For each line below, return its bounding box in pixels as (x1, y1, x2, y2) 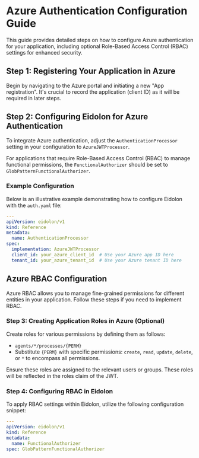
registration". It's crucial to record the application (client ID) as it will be (6, 88, 180, 96)
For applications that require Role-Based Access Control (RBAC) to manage (6, 154, 191, 161)
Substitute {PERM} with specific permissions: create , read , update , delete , (14, 348, 193, 355)
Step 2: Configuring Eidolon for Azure (6, 112, 149, 122)
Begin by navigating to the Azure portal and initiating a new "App (6, 82, 165, 89)
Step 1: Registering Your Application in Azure (6, 66, 176, 77)
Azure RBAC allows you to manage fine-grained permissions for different (6, 290, 185, 297)
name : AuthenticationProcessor (11, 236, 89, 241)
